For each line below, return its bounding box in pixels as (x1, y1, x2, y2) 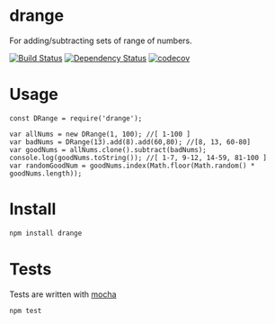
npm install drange (9, 229, 83, 238)
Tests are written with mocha (9, 289, 117, 300)
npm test (9, 306, 42, 315)
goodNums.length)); (9, 168, 83, 178)
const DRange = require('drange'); (9, 113, 143, 122)
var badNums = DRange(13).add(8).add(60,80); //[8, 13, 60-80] (9, 137, 252, 147)
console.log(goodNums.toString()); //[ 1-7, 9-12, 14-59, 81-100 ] (9, 153, 268, 162)
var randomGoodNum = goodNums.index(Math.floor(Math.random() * (9, 161, 255, 170)
